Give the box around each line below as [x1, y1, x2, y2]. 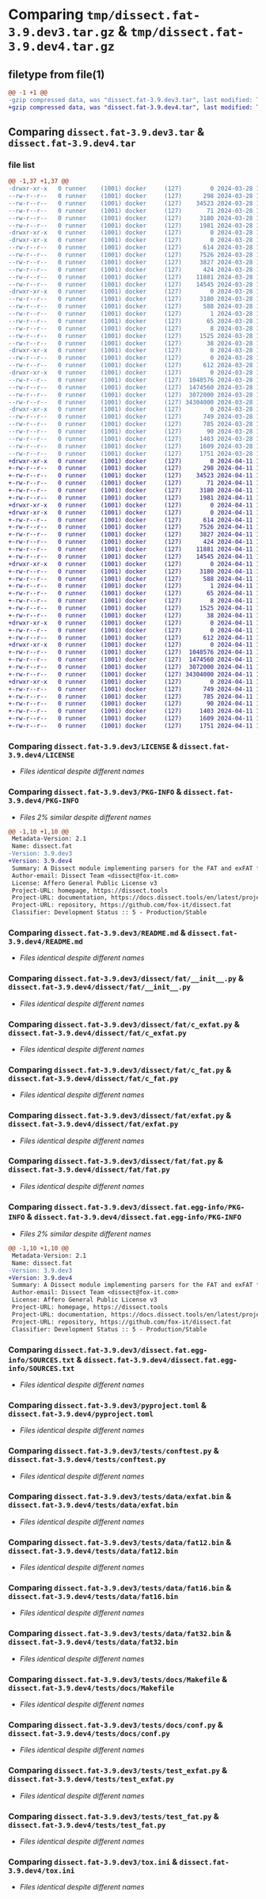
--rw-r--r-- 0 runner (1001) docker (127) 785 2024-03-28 [8, 420, 253, 428]
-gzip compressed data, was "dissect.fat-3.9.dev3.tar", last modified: [8, 96, 253, 104]
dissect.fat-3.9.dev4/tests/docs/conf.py [8, 1729, 170, 1738]
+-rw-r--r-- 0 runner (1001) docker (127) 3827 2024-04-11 [8, 530, 253, 539]
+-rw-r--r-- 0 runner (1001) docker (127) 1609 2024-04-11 [8, 715, 253, 723]
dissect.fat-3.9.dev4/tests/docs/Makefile [8, 1684, 174, 1692]
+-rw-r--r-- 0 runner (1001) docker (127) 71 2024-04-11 [8, 479, 253, 488]
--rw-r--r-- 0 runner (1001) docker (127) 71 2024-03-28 [8, 207, 253, 215]
